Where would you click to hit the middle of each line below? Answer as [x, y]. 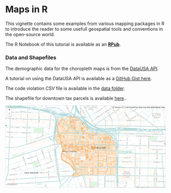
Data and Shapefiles [31, 57]
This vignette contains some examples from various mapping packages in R [85, 23]
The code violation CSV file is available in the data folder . [65, 88]
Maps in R [27, 9]
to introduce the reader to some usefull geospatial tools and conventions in [84, 29]
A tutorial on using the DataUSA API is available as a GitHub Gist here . [79, 79]
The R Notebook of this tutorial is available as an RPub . [63, 44]
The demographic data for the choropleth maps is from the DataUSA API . [82, 69]
